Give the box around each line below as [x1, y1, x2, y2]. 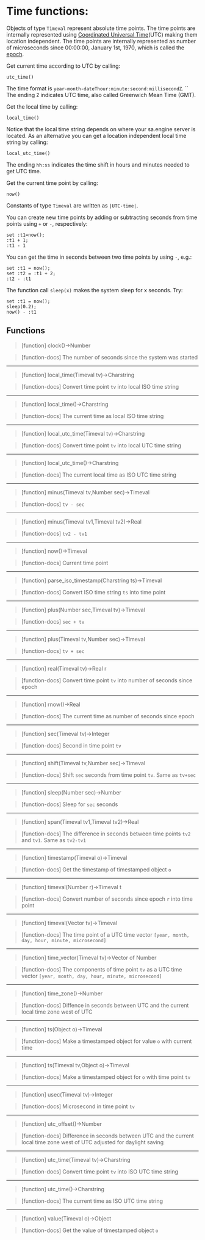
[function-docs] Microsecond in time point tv [21, 1103, 135, 1110]
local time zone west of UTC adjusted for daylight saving [21, 1138, 164, 1145]
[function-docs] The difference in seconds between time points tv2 [21, 830, 191, 837]
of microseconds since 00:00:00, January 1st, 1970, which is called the [6, 44, 185, 51]
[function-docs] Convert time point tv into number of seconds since [21, 676, 193, 684]
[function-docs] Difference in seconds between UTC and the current [21, 1132, 194, 1139]
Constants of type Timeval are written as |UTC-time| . [6, 201, 138, 209]
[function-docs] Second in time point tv [21, 741, 121, 749]
